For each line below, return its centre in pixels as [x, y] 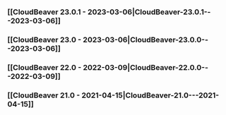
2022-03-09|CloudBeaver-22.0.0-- [145, 67]
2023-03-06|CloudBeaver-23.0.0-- [145, 40]
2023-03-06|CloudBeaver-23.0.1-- [149, 12]
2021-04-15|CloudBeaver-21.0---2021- [150, 95]
